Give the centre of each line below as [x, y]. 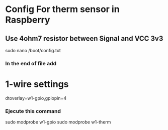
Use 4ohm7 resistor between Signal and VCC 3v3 [84, 38]
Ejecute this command [33, 111]
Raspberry [28, 20]
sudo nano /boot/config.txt [33, 50]
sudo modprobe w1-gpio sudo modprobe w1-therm [58, 122]
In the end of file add [31, 63]
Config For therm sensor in [62, 9]
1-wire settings [37, 84]
